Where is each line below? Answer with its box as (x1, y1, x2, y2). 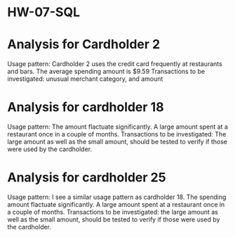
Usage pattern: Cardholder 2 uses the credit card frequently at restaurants (7, 60, 222, 68)
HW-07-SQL (7, 4, 81, 20)
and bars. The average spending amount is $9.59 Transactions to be (7, 68, 206, 76)
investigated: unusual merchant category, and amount (7, 75, 163, 83)
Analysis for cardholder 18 (7, 99, 164, 115)
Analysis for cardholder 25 (7, 169, 166, 186)
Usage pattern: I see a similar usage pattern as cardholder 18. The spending (7, 193, 227, 201)
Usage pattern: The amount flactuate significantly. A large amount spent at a (7, 122, 228, 131)
